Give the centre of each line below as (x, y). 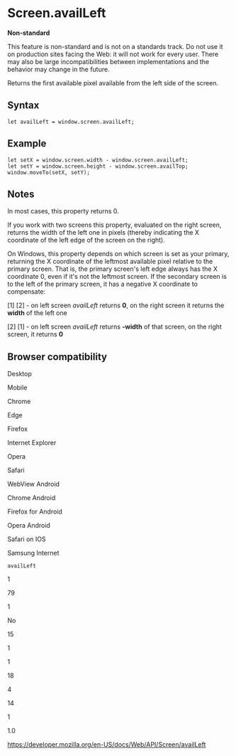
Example (27, 144)
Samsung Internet (33, 553)
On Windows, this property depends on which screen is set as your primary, (118, 254)
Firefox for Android (35, 512)
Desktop (19, 374)
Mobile (17, 388)
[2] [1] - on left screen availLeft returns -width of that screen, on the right (114, 327)
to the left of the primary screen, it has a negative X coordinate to (103, 284)
